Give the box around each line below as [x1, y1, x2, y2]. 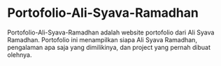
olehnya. [7, 51, 32, 59]
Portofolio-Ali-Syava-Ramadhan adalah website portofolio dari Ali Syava [7, 28, 215, 37]
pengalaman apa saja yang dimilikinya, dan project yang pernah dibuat [7, 43, 211, 51]
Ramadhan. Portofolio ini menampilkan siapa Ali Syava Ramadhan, [7, 35, 198, 44]
